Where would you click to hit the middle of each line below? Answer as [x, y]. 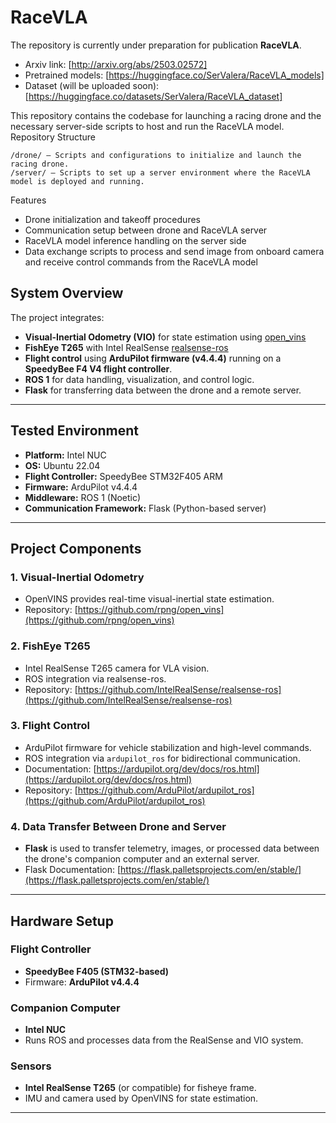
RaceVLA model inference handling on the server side [135, 240]
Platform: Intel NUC [65, 455]
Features [28, 200]
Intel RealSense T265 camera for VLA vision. [117, 668]
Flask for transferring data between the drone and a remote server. [163, 390]
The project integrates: [57, 317]
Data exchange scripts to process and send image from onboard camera [174, 251]
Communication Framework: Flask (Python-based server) [145, 508]
